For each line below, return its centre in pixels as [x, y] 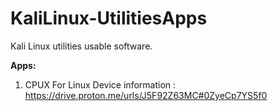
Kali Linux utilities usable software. [81, 46]
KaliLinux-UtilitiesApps [109, 18]
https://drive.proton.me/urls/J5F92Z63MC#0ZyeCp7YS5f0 [146, 95]
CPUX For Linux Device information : [100, 84]
